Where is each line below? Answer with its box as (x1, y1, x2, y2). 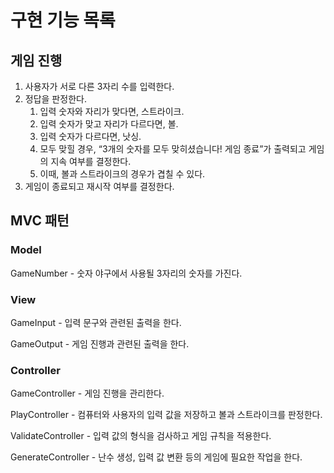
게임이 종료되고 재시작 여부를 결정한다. (24, 181, 175, 192)
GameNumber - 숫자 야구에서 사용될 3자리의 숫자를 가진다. (10, 267, 243, 279)
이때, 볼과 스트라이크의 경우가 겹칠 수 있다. (39, 168, 206, 180)
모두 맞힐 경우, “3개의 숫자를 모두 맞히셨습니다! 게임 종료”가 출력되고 (39, 143, 307, 155)
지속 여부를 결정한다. (50, 156, 132, 167)
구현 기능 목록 (10, 9, 116, 32)
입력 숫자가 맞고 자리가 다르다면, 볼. (39, 118, 179, 130)
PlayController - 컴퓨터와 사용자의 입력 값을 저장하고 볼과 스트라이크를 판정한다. (10, 409, 323, 421)
